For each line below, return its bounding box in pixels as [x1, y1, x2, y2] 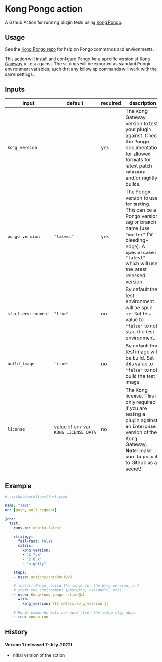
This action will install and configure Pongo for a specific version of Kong [5, 56, 150, 62]
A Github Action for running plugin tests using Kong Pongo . [5, 19, 122, 25]
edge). [125, 243, 141, 250]
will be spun [125, 304, 153, 311]
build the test [125, 372, 155, 379]
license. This [125, 393, 154, 399]
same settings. [5, 71, 34, 77]
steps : [13, 570, 27, 575]
